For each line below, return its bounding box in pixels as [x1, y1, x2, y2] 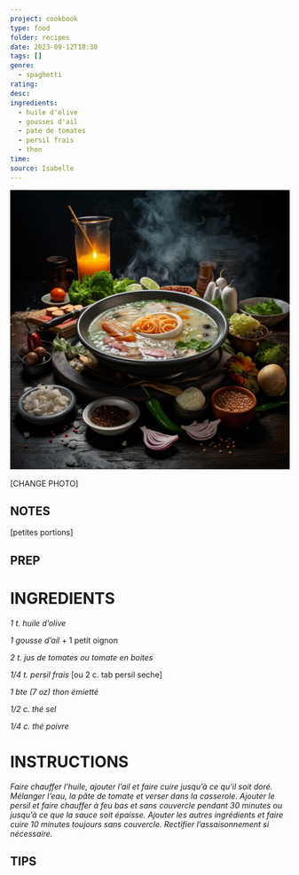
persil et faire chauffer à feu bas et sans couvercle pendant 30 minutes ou [10, 800, 283, 810]
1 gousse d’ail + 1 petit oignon [10, 635, 119, 645]
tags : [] [10, 51, 43, 61]
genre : [10, 61, 35, 70]
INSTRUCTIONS [10, 752, 130, 771]
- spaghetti [18, 71, 63, 80]
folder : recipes [10, 33, 70, 42]
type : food [10, 23, 51, 33]
